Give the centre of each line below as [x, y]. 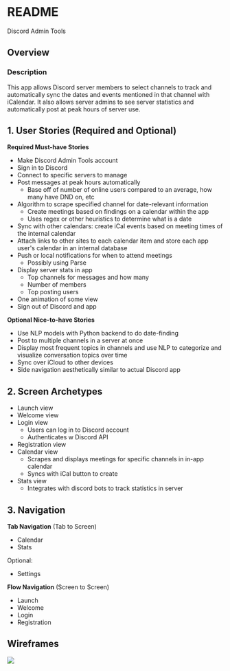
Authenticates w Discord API [68, 437]
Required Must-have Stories [48, 147]
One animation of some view [57, 299]
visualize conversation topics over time [72, 355]
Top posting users [53, 292]
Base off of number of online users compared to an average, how [120, 190]
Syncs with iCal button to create [72, 474]
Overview [28, 53]
